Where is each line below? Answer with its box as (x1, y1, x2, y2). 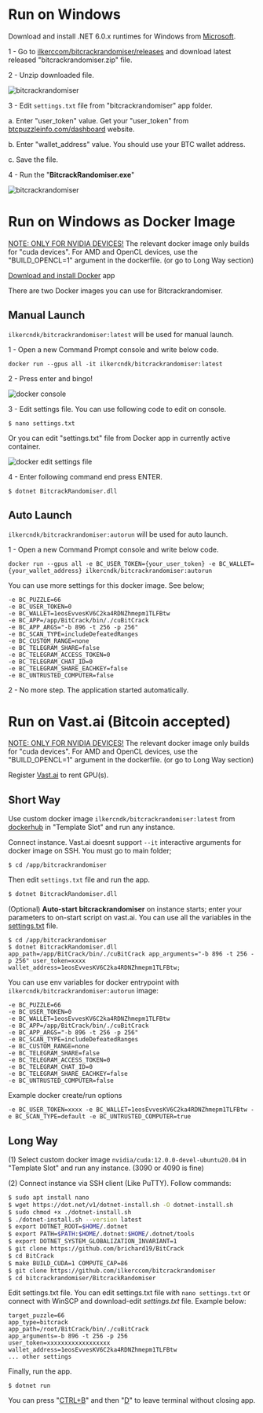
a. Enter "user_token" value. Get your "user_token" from (8, 116, 189, 125)
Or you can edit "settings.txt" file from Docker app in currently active (8, 433, 231, 442)
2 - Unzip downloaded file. (8, 70, 94, 79)
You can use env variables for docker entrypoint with (8, 978, 180, 987)
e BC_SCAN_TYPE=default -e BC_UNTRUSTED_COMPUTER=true (8, 1113, 192, 1121)
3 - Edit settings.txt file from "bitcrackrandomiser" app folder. (8, 101, 214, 110)
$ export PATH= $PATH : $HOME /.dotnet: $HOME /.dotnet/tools (8, 1230, 195, 1239)
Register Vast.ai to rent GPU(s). (8, 770, 109, 780)
